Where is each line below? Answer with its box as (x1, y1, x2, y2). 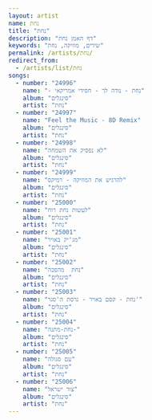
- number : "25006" (15, 377, 78, 385)
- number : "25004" (15, 318, 78, 326)
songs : (8, 71, 30, 80)
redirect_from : (8, 57, 59, 65)
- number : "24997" (15, 109, 78, 117)
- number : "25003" (15, 288, 78, 296)
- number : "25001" (15, 228, 78, 237)
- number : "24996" (15, 79, 78, 87)
